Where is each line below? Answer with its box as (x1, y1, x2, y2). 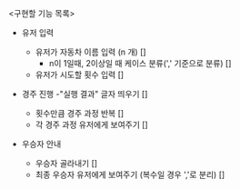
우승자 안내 (21, 139, 62, 149)
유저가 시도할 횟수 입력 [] (35, 69, 125, 80)
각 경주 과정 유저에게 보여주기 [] (35, 119, 148, 130)
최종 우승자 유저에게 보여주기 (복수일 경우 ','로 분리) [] (35, 169, 225, 180)
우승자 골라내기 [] (35, 158, 97, 168)
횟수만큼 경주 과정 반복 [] (35, 108, 125, 118)
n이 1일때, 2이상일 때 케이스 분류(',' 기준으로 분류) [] (48, 58, 232, 68)
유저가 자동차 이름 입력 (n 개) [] (35, 46, 146, 57)
